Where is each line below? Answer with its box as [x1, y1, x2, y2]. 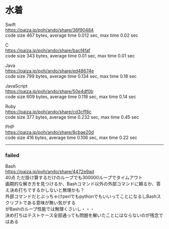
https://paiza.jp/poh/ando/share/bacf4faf [5, 47, 91, 53]
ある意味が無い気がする [27, 200, 76, 206]
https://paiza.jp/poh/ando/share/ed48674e [5, 67, 94, 73]
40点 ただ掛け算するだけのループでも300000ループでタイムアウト [5, 175, 143, 181]
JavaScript [5, 83, 28, 89]
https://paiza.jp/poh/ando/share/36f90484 [5, 27, 94, 33]
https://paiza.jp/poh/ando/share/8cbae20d [5, 129, 94, 135]
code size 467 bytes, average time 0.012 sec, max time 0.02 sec [5, 32, 138, 38]
